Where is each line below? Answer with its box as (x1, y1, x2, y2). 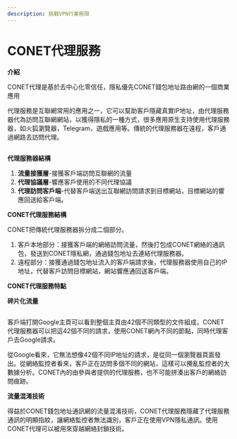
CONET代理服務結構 (7, 210, 67, 218)
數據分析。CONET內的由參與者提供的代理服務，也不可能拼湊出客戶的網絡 (7, 368, 221, 376)
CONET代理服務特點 (7, 281, 67, 290)
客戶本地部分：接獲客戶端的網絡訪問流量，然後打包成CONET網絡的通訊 (17, 240, 225, 249)
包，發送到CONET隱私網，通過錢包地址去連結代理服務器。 (17, 249, 188, 257)
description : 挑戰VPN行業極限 (7, 10, 90, 18)
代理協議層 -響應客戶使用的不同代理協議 (17, 178, 133, 186)
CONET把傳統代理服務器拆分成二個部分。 (7, 225, 128, 233)
